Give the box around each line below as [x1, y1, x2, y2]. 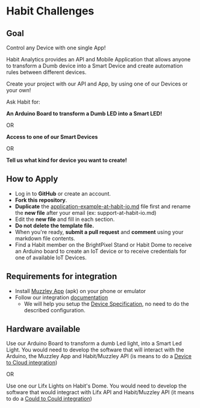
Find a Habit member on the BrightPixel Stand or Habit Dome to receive [14, 241, 192, 248]
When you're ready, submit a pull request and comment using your [14, 228, 184, 235]
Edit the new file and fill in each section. [14, 215, 115, 223]
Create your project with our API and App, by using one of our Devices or [6, 80, 188, 87]
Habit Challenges [6, 4, 95, 18]
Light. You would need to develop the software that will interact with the [6, 346, 185, 353]
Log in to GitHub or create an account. [14, 190, 111, 197]
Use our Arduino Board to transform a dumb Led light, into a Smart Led [6, 340, 182, 347]
